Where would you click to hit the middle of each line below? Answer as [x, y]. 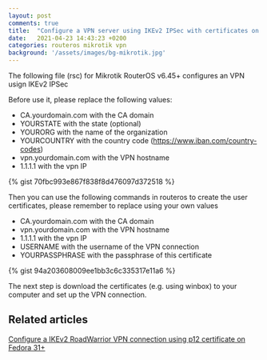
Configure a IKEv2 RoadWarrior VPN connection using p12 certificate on [127, 339]
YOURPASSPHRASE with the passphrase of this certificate [116, 255]
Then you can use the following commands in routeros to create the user [128, 197]
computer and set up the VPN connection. [78, 294]
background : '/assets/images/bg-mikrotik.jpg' [87, 53]
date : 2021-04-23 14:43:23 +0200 [68, 38]
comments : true [34, 23]
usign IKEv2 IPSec [38, 84]
